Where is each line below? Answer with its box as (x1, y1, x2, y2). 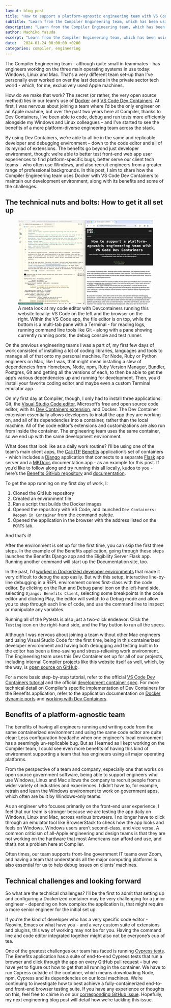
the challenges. (5, 183, 38, 189)
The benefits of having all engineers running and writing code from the (5, 724, 154, 730)
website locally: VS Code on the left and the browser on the (18, 310, 143, 316)
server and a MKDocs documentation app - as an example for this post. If (5, 459, 159, 465)
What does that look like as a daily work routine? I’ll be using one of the (5, 443, 155, 449)
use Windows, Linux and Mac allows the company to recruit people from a (5, 777, 161, 783)
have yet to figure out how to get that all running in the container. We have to (5, 964, 166, 970)
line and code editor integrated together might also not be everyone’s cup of (5, 933, 165, 939)
